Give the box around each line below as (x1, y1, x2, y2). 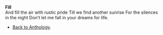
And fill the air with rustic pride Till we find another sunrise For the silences (5, 9, 158, 15)
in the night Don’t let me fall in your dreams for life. (5, 15, 109, 20)
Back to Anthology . (12, 24, 52, 30)
